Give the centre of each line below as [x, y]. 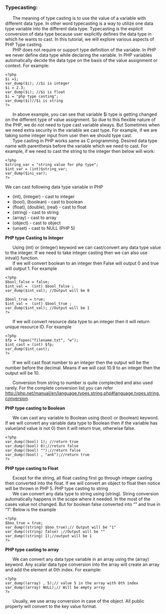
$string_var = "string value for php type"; [52, 165]
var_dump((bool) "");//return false [43, 451]
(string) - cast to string [35, 212]
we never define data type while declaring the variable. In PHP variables [79, 55]
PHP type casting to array [32, 549]
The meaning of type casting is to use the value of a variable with [79, 18]
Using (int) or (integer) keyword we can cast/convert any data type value [86, 248]
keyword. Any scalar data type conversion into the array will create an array [82, 564]
